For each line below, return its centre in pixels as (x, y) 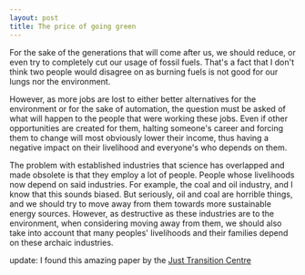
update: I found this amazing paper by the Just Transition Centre (131, 260)
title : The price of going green (73, 26)
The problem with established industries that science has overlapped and (147, 165)
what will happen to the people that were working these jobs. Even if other (149, 118)
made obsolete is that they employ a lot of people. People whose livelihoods (152, 175)
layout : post (34, 18)
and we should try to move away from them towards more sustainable (140, 204)
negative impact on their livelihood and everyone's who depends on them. (148, 148)
